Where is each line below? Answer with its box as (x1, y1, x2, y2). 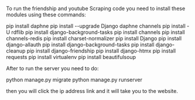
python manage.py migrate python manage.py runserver (6, 76, 142, 83)
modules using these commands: (6, 11, 86, 18)
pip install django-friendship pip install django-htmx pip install (26, 47, 176, 54)
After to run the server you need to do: (6, 65, 99, 72)
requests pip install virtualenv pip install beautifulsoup (6, 54, 136, 60)
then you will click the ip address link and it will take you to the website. (6, 88, 179, 94)
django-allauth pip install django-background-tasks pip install (6, 41, 155, 48)
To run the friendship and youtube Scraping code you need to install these (6, 5, 186, 12)
